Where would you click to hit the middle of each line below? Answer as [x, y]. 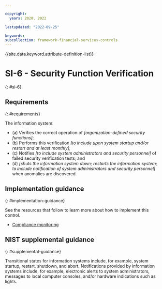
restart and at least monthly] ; [41, 148]
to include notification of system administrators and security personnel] [84, 168]
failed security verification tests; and [48, 158]
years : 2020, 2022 [28, 18]
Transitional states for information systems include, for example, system [77, 261]
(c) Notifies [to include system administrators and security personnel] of [84, 153]
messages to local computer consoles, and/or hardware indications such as [80, 276]
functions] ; [23, 137]
